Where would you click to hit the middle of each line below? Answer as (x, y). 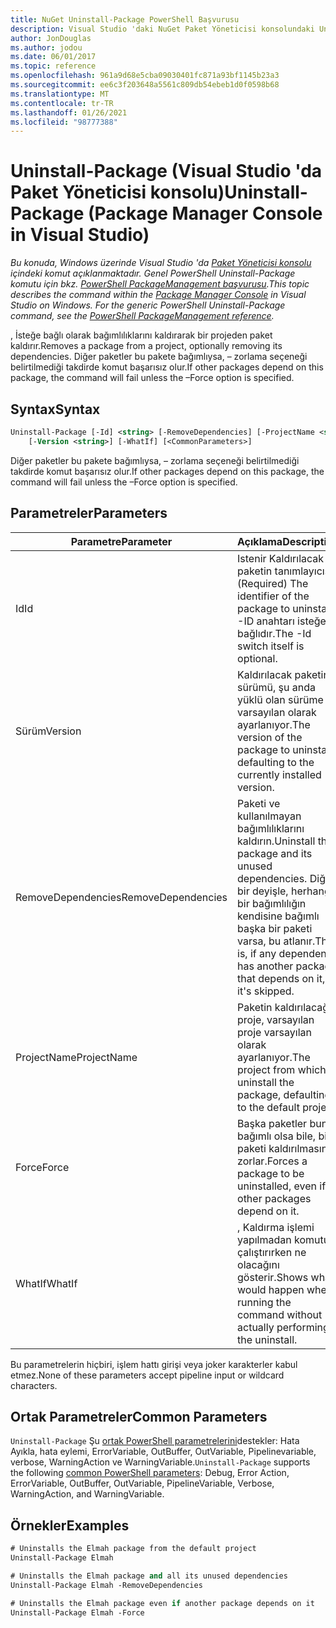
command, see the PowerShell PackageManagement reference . (142, 316)
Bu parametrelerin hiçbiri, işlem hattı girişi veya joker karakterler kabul (154, 1364)
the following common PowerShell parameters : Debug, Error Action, (150, 1473)
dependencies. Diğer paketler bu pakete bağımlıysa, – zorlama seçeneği (159, 357)
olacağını (258, 1264)
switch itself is (271, 646)
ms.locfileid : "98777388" (64, 122)
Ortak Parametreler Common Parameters (139, 1416)
